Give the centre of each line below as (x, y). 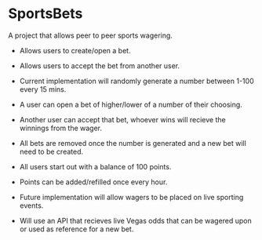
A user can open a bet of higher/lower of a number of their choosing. (131, 104)
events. (31, 205)
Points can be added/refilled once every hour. (93, 182)
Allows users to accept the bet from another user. (100, 65)
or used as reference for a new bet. (76, 229)
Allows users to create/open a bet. (75, 50)
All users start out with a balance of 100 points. (95, 166)
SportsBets (45, 14)
